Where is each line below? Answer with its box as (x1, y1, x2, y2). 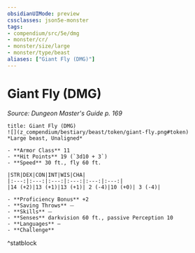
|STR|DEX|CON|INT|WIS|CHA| (7, 171, 86, 178)
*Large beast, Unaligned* (7, 134, 82, 142)
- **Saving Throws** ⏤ (7, 202, 75, 209)
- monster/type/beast (7, 50, 71, 57)
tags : (7, 23, 23, 30)
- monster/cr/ (7, 36, 49, 43)
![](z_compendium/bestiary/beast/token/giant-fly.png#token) (7, 129, 189, 136)
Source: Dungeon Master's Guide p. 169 (7, 109, 122, 117)
